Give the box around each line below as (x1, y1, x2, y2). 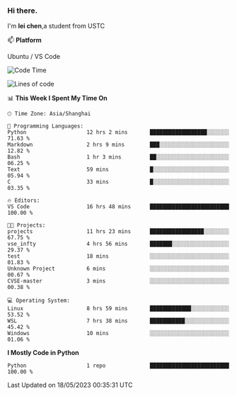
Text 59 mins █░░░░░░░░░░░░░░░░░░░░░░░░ (7, 166, 230, 174)
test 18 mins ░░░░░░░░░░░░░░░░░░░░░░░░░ (7, 253, 230, 260)
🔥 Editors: (7, 197, 40, 204)
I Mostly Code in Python (7, 349, 79, 357)
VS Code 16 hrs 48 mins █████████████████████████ (7, 203, 230, 210)
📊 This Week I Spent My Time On (7, 94, 108, 103)
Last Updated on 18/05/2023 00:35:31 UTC (7, 381, 133, 390)
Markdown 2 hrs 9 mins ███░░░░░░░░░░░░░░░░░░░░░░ (7, 141, 230, 149)
